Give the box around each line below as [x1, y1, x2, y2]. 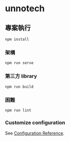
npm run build [5, 84, 34, 89]
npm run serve [5, 61, 34, 66]
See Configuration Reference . [5, 130, 65, 136]
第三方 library [5, 73, 37, 80]
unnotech [5, 3, 45, 14]
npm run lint [5, 108, 32, 113]
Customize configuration [5, 119, 66, 126]
